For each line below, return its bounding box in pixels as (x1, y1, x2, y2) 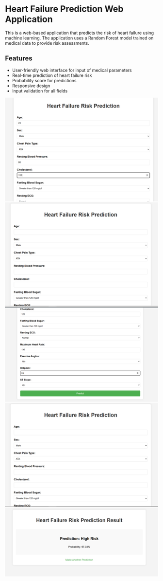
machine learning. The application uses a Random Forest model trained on (5, 35, 154, 41)
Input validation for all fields (12, 88, 68, 93)
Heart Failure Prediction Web (5, 3, 124, 15)
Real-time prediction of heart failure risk (12, 72, 92, 78)
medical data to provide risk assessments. (5, 40, 89, 46)
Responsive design (12, 83, 50, 89)
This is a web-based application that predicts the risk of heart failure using (5, 30, 154, 36)
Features (5, 54, 33, 63)
